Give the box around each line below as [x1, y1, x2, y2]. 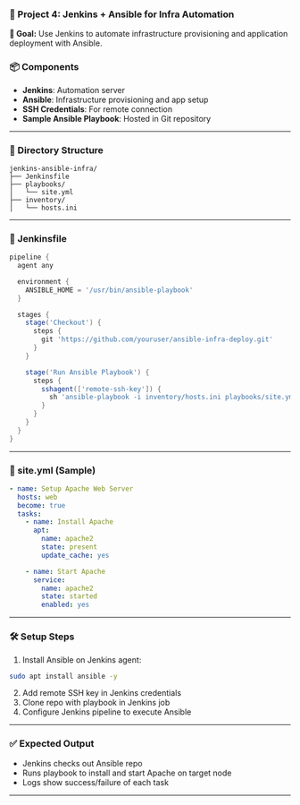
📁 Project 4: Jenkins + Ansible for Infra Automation [9, 8, 235, 21]
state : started [41, 592, 98, 601]
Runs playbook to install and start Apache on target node [21, 767, 232, 778]
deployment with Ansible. [9, 38, 103, 48]
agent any [17, 261, 54, 270]
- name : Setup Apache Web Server [9, 484, 134, 493]
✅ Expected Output [9, 738, 95, 750]
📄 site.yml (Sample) [9, 464, 96, 476]
